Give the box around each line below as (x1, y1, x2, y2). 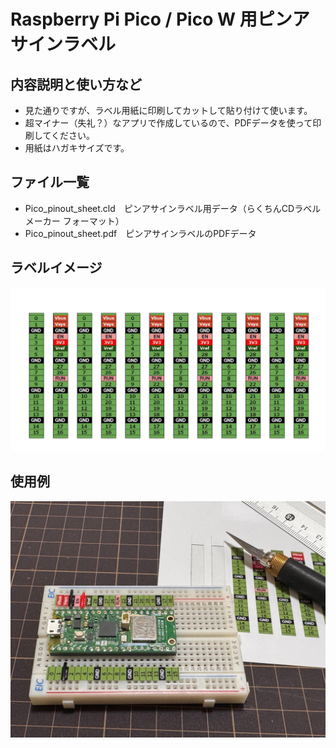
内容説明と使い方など (10, 76, 142, 93)
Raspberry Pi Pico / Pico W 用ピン (10, 8, 293, 31)
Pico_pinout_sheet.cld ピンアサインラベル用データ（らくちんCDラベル (24, 202, 322, 214)
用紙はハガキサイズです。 (24, 142, 130, 154)
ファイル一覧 (10, 174, 90, 191)
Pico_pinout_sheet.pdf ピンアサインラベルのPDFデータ (24, 227, 257, 239)
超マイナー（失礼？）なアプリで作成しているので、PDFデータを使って (24, 117, 313, 129)
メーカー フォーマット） (24, 215, 125, 227)
